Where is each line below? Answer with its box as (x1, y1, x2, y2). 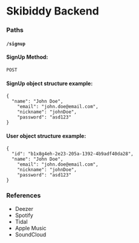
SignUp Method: (6, 53, 48, 61)
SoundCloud (15, 231, 47, 238)
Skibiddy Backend (6, 4, 100, 18)
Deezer (15, 205, 33, 212)
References (6, 192, 41, 200)
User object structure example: (6, 132, 86, 140)
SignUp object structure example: (6, 80, 93, 87)
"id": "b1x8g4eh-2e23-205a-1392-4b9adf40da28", (11, 151, 134, 157)
